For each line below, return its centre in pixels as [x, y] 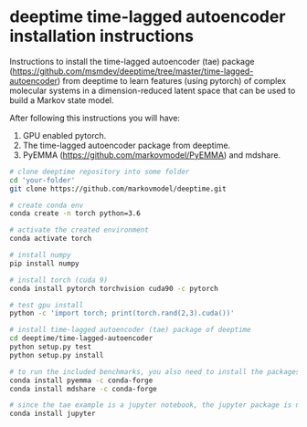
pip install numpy [44, 263]
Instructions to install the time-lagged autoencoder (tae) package [132, 61]
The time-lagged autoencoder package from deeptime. [127, 145]
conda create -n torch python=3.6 [75, 213]
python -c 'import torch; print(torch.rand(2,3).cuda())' [122, 313]
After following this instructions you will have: [95, 118]
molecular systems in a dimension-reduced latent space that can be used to [153, 90]
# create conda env [47, 205]
